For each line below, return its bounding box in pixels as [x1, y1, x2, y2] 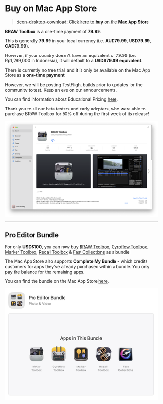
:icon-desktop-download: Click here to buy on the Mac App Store [16, 19, 149, 25]
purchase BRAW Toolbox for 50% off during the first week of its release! [5, 110, 149, 117]
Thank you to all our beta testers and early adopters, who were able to [5, 106, 146, 111]
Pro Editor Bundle [5, 231, 59, 239]
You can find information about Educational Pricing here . [5, 96, 118, 102]
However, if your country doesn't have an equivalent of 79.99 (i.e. [5, 52, 136, 58]
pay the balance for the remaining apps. [5, 269, 85, 275]
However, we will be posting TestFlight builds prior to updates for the [5, 81, 143, 88]
